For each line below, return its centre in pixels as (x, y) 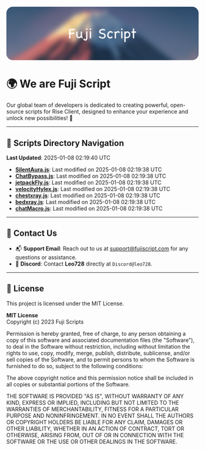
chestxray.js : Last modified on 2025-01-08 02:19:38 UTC (88, 195)
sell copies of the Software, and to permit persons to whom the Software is (101, 359)
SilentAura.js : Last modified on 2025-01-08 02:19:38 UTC (88, 170)
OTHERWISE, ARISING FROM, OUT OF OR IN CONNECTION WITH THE (95, 435)
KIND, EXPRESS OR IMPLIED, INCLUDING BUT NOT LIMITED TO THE (93, 402)
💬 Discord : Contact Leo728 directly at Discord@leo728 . (84, 264)
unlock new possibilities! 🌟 (40, 118)
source (15, 112)
